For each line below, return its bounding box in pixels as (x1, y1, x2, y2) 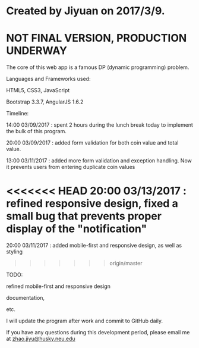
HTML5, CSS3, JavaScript (6, 87, 70, 94)
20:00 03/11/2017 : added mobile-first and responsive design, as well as (6, 242, 182, 249)
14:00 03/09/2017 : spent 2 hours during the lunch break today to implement (6, 121, 193, 128)
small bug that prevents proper (6, 209, 162, 223)
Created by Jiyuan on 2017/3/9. (6, 4, 165, 18)
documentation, (6, 294, 45, 302)
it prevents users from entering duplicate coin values (6, 164, 135, 171)
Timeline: (6, 110, 29, 117)
